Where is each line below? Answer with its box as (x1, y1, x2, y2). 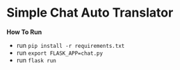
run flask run (16, 55, 56, 64)
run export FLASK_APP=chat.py (16, 49, 104, 57)
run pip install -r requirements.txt (16, 41, 125, 49)
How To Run (6, 28, 42, 36)
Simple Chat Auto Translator (6, 5, 174, 21)
